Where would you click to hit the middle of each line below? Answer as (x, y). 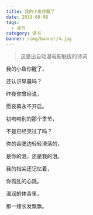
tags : (13, 22)
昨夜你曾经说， (24, 94)
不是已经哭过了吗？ (29, 131)
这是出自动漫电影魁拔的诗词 (54, 56)
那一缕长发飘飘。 (27, 206)
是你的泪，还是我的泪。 (34, 156)
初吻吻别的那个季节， (32, 119)
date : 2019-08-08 (27, 17)
